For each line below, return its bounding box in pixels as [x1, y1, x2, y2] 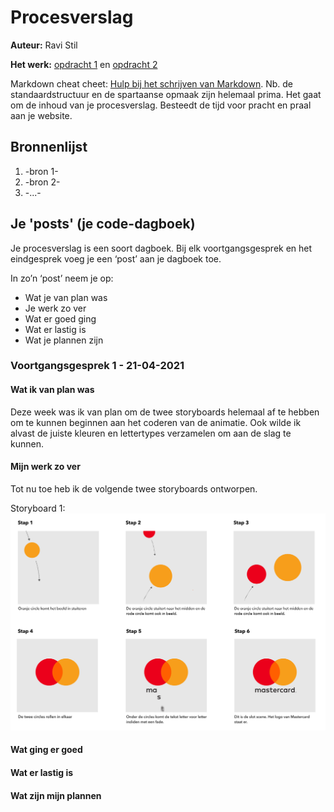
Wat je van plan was [24, 291, 108, 303]
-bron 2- [24, 176, 61, 188]
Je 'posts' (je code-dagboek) [10, 216, 196, 233]
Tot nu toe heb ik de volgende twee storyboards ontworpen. [10, 482, 258, 495]
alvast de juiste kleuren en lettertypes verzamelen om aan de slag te [10, 427, 292, 439]
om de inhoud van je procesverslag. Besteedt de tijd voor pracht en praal [10, 99, 312, 111]
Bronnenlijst [10, 139, 88, 156]
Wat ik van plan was [10, 384, 95, 396]
